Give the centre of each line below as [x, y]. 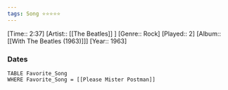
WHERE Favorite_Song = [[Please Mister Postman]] [82, 80]
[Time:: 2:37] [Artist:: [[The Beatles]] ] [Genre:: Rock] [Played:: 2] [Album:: [114, 33]
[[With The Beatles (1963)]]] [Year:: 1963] [67, 41]
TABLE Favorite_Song [38, 73]
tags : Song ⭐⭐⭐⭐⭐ [34, 14]
